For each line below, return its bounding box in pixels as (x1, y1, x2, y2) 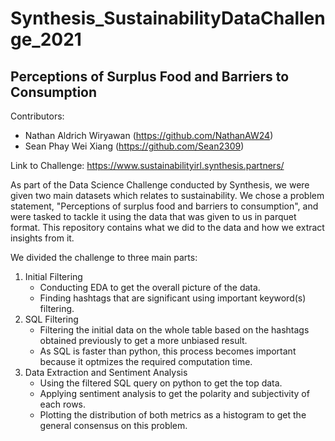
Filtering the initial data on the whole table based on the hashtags (39, 324, 310, 336)
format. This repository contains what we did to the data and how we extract (10, 222, 325, 233)
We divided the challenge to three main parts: (10, 252, 198, 263)
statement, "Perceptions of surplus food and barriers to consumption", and (10, 200, 319, 212)
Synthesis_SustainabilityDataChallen (10, 7, 326, 30)
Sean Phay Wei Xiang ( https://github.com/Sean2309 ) (24, 140, 245, 152)
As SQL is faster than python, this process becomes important (39, 345, 297, 357)
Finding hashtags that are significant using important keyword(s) (39, 292, 307, 304)
